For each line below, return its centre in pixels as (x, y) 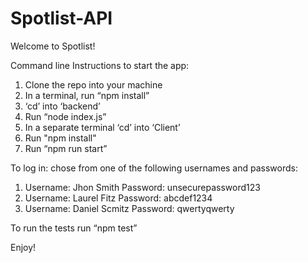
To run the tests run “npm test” (74, 228)
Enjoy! (23, 247)
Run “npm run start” (66, 148)
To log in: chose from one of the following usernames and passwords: (154, 168)
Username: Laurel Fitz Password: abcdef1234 (118, 198)
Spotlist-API (61, 18)
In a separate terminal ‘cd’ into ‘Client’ (102, 127)
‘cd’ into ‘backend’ (62, 106)
